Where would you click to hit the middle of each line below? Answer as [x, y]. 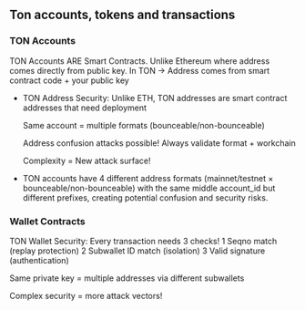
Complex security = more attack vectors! [86, 295]
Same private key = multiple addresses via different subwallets [127, 278]
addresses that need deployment [85, 108]
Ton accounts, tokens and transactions [122, 15]
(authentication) [40, 260]
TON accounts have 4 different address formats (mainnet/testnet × [148, 178]
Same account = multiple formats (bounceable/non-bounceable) [144, 125]
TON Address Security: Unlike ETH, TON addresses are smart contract [155, 98]
